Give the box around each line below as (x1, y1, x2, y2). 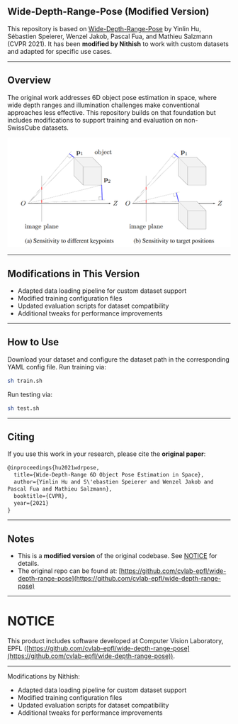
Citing (7, 430, 35, 442)
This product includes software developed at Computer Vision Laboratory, (7, 637, 224, 645)
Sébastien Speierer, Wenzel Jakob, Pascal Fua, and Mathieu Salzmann (7, 32, 212, 40)
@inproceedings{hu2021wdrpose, (7, 464, 100, 472)
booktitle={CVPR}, (13, 493, 69, 500)
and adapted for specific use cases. (7, 47, 112, 55)
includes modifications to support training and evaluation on (7, 116, 183, 124)
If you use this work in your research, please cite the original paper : (7, 450, 206, 458)
